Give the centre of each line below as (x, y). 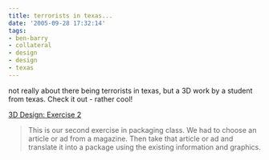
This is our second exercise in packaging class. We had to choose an (142, 130)
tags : (17, 30)
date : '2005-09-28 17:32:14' (57, 23)
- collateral (30, 46)
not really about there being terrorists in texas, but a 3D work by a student (130, 90)
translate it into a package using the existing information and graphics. (144, 147)
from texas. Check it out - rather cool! (71, 99)
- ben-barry (28, 38)
